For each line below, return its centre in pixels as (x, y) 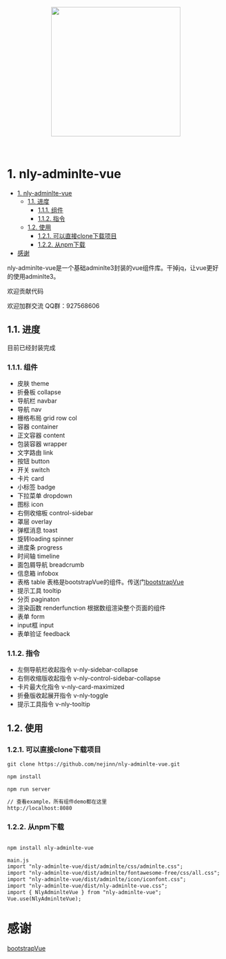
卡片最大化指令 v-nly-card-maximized (71, 687)
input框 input (35, 626)
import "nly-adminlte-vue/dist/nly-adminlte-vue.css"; (88, 886)
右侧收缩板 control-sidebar (55, 513)
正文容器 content (41, 436)
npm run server (29, 789)
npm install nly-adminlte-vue (51, 848)
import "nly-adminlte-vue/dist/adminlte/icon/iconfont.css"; (97, 880)
